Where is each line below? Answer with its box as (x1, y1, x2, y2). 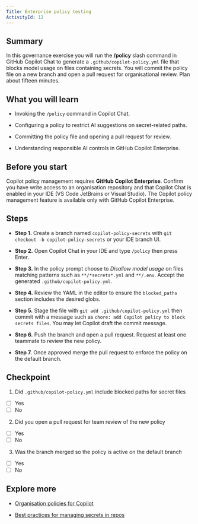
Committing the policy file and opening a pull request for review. (14, 133, 171, 140)
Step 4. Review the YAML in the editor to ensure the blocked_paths (14, 289, 178, 296)
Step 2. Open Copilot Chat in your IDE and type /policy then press (14, 247, 178, 254)
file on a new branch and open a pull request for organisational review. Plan (6, 71, 190, 78)
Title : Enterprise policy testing (6, 8, 92, 15)
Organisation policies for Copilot (14, 500, 94, 507)
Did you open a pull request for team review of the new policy (14, 418, 165, 425)
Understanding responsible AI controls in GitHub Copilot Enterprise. (14, 145, 180, 152)
